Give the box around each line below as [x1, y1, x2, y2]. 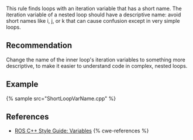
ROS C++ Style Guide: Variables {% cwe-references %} [14, 127, 149, 134]
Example [6, 79, 39, 90]
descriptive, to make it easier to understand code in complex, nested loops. [6, 62, 188, 69]
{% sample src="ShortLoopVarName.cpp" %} [6, 95, 116, 102]
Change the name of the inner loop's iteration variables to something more [6, 56, 185, 63]
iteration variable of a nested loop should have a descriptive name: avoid [6, 11, 181, 18]
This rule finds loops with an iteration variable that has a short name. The [6, 5, 182, 12]
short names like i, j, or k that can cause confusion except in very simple [6, 18, 180, 24]
